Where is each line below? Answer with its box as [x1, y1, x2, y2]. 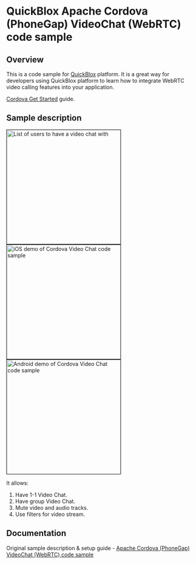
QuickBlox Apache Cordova [6, 4, 149, 18]
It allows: [6, 479, 29, 487]
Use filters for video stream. [15, 510, 86, 518]
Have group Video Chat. [15, 498, 76, 505]
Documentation [6, 528, 67, 538]
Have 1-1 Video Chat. [15, 491, 68, 498]
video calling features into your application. [6, 83, 114, 91]
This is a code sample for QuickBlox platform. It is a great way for [6, 71, 170, 77]
